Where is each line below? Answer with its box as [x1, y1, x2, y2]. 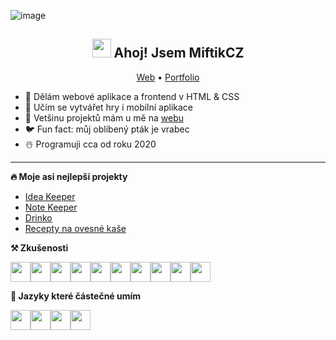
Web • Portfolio [136, 71, 200, 83]
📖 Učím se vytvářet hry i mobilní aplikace [24, 101, 194, 113]
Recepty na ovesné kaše [24, 222, 127, 234]
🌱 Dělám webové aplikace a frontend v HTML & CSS [24, 90, 240, 102]
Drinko [24, 211, 53, 224]
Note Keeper [24, 201, 78, 213]
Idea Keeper [24, 190, 76, 202]
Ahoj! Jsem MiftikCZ [113, 45, 245, 62]
